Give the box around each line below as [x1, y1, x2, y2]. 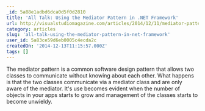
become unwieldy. [6, 98, 53, 105]
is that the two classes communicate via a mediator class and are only [6, 78, 182, 85]
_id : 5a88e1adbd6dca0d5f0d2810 [6, 9, 86, 15]
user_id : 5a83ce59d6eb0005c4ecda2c [6, 37, 97, 43]
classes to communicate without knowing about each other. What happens [6, 71, 194, 79]
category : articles [6, 26, 56, 32]
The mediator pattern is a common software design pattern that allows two [6, 65, 194, 73]
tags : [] [6, 49, 29, 55]
